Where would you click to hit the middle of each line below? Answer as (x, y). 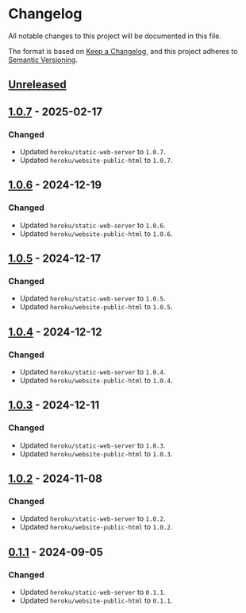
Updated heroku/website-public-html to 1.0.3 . (96, 453)
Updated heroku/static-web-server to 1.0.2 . (92, 518)
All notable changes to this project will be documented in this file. (115, 36)
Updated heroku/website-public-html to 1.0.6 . (96, 233)
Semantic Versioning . (43, 60)
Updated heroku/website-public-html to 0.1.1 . (96, 600)
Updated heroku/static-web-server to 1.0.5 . (92, 298)
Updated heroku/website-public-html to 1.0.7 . (96, 161)
